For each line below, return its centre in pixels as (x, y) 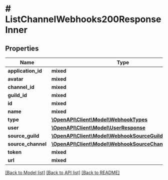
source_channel (27, 144)
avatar (15, 79)
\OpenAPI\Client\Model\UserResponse (98, 128)
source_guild (23, 136)
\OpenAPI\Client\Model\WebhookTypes (99, 119)
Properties (22, 48)
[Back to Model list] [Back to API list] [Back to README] (62, 172)
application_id (25, 71)
